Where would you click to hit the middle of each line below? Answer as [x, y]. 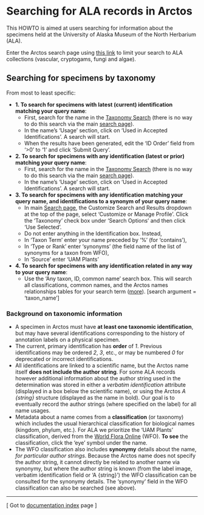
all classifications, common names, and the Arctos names [96, 285]
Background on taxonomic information [64, 314]
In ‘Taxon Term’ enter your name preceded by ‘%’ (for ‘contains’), [105, 240]
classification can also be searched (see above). [76, 488]
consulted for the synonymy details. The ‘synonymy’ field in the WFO [101, 482]
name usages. [32, 411]
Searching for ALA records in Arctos [99, 11]
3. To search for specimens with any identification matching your [99, 195]
